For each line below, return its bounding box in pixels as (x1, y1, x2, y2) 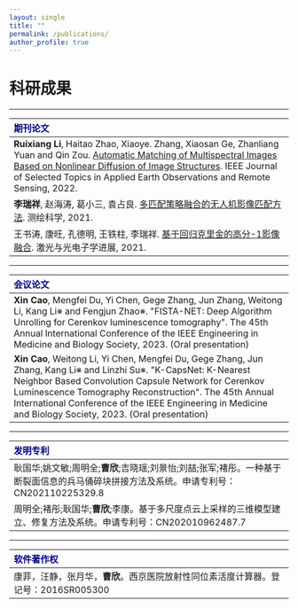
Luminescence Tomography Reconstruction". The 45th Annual (13, 386, 275, 399)
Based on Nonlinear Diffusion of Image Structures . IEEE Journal (13, 160, 278, 173)
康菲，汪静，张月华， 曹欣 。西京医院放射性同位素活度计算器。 (13, 571, 272, 583)
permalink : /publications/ (9, 29, 109, 38)
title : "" (9, 21, 46, 30)
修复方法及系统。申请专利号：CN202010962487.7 (31, 516, 247, 528)
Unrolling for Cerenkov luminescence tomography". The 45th (13, 316, 269, 329)
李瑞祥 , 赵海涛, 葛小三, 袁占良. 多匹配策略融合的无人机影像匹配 (13, 199, 273, 211)
